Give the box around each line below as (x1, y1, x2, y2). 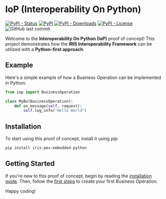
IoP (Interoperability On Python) (5, 4, 141, 15)
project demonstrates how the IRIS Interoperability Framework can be (5, 41, 152, 47)
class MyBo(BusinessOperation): (5, 99, 73, 104)
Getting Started (5, 160, 55, 168)
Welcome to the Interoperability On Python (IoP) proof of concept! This (5, 35, 155, 42)
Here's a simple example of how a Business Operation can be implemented (5, 74, 161, 81)
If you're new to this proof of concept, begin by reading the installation (5, 173, 152, 179)
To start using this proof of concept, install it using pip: (5, 136, 119, 142)
